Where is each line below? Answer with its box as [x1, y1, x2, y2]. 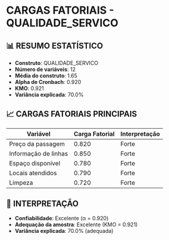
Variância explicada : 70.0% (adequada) [14, 227, 114, 234]
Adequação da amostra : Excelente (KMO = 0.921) [14, 221, 138, 228]
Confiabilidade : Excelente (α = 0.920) [14, 214, 109, 222]
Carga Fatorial [73, 129, 115, 138]
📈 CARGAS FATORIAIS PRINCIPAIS [6, 109, 137, 119]
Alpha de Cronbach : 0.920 [14, 79, 82, 85]
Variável [26, 129, 51, 138]
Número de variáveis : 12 [14, 66, 76, 73]
